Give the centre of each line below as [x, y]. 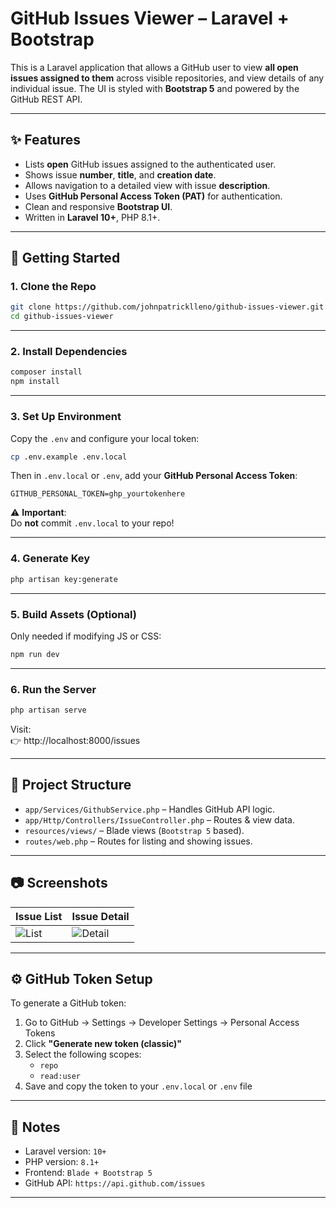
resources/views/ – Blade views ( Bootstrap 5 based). [134, 830]
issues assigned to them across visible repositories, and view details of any [167, 78]
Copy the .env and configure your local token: [105, 438]
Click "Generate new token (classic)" [103, 1044]
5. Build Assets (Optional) [73, 614]
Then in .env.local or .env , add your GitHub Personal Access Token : [154, 476]
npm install [35, 382]
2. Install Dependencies [69, 352]
